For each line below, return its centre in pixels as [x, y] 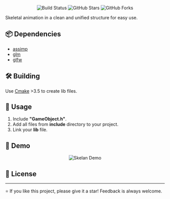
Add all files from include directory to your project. [66, 125]
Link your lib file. [30, 130]
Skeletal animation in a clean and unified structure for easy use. [72, 17]
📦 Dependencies [33, 34]
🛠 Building [23, 76]
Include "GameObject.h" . [39, 119]
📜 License [21, 174]
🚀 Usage [18, 107]
